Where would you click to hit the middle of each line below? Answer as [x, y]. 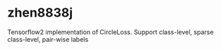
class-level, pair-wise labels [48, 39]
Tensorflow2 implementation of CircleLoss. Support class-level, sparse [110, 32]
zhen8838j [40, 13]
